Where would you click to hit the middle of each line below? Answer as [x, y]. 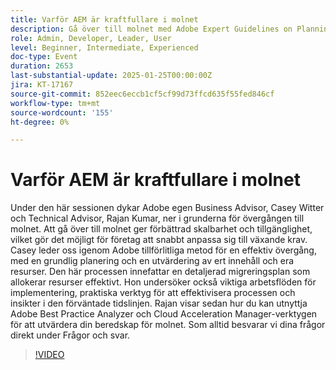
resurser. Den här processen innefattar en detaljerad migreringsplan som [160, 272]
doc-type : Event [44, 57]
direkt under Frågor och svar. [70, 335]
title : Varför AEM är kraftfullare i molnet [104, 19]
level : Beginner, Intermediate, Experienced [104, 47]
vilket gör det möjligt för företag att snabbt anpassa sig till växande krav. [159, 240]
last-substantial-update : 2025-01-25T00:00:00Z [111, 76]
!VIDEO [49, 355]
